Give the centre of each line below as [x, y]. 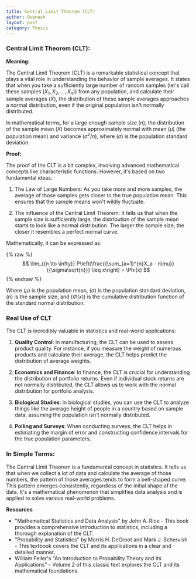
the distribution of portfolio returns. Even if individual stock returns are [99, 379]
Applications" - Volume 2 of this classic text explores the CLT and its [97, 564]
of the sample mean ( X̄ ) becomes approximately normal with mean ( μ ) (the [96, 129]
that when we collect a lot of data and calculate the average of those [89, 473]
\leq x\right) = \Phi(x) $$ [121, 270]
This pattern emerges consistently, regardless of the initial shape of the [92, 486]
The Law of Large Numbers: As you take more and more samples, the [98, 189]
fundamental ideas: [29, 178]
